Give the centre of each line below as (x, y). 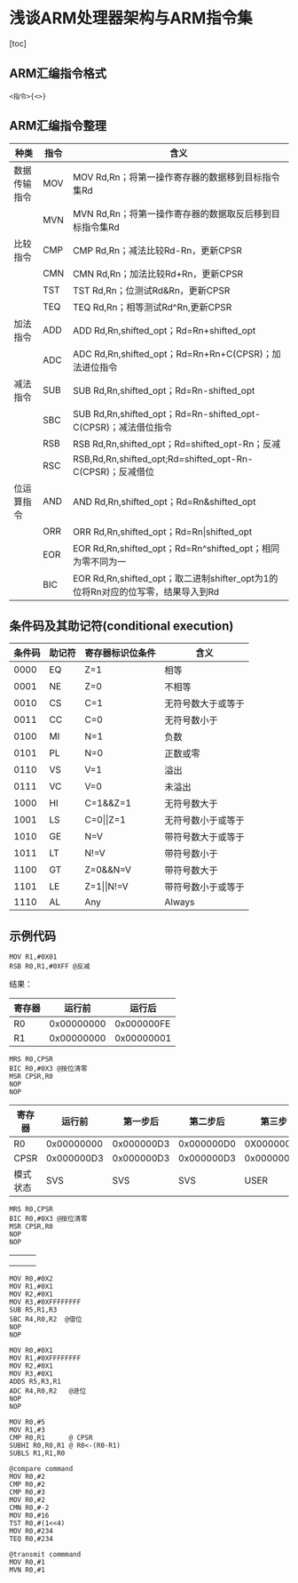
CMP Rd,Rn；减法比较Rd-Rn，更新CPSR (157, 250)
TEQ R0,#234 (31, 1539)
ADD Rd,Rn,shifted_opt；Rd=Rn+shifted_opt (164, 330)
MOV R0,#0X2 (31, 1279)
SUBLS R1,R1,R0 (37, 1454)
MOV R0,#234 (31, 1531)
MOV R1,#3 (27, 1430)
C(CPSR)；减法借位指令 (122, 427)
